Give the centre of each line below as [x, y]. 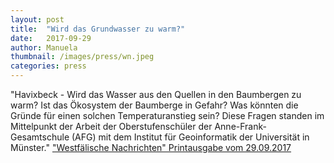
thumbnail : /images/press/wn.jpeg [82, 57]
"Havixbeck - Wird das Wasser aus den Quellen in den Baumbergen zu [156, 94]
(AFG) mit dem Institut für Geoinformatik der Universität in [190, 137]
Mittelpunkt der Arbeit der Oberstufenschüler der [111, 126]
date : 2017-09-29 [51, 38]
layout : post [37, 19]
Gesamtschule [40, 137]
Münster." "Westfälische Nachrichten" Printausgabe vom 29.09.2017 [151, 147]
